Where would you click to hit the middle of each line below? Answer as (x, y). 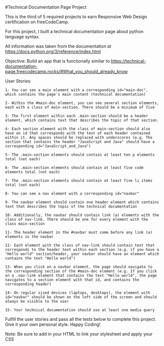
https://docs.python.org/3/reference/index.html (53, 52)
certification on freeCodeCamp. (37, 22)
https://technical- (128, 61)
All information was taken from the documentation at (58, 46)
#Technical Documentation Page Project (46, 7)
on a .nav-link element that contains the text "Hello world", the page (81, 276)
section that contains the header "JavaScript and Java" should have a (80, 142)
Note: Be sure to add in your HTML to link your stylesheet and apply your (79, 334)
